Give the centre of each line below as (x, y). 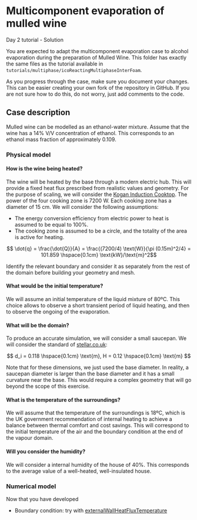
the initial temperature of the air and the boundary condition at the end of (95, 431)
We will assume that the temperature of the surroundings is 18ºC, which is (96, 413)
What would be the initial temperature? (55, 286)
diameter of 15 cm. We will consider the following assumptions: (82, 207)
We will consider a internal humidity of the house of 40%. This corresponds (98, 465)
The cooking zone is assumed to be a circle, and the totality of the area (101, 231)
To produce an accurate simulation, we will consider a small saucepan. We (96, 338)
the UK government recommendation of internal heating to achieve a (89, 419)
